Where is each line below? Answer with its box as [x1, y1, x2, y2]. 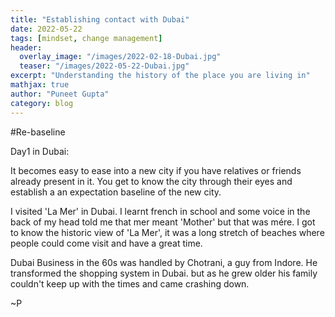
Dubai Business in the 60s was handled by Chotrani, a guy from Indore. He [10, 256, 318, 268]
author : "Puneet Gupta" [10, 89, 110, 99]
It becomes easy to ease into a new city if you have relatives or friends [10, 164, 302, 176]
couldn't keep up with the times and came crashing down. [10, 277, 250, 290]
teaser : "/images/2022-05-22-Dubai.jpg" [19, 61, 190, 71]
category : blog [10, 98, 74, 108]
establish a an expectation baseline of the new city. [10, 186, 222, 198]
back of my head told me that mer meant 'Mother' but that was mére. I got [10, 216, 316, 228]
